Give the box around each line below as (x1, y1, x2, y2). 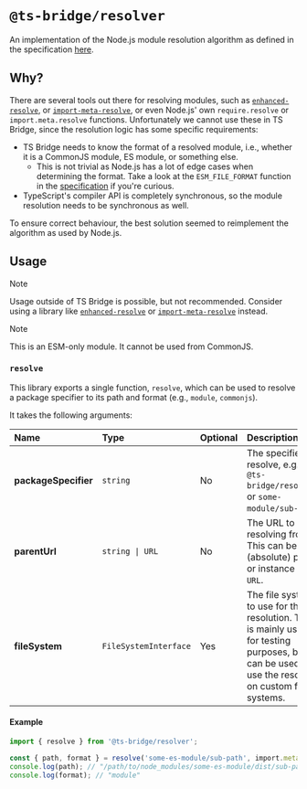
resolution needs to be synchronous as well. (22, 199, 189, 210)
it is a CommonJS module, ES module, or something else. (22, 151, 239, 162)
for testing (246, 634, 291, 646)
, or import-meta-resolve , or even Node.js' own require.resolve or (37, 104, 290, 115)
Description (246, 431, 299, 443)
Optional (199, 431, 238, 443)
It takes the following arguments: (9, 410, 132, 421)
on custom (246, 679, 292, 692)
